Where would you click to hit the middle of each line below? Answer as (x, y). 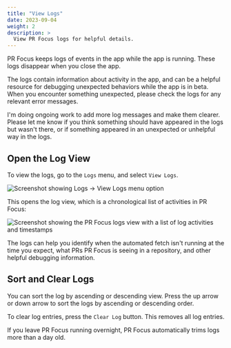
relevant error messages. (43, 101)
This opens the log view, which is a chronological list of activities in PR (107, 201)
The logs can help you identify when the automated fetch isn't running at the (116, 243)
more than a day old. (36, 337)
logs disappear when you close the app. (64, 66)
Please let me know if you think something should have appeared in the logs (115, 122)
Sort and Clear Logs (51, 279)
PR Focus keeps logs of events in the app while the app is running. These (111, 59)
